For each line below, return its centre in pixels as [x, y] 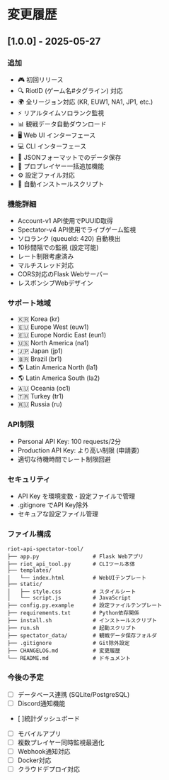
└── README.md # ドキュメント [69, 659]
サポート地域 [29, 303]
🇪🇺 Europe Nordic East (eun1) [62, 335]
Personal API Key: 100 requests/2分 [69, 441]
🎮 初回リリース [40, 80]
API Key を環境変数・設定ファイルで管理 [76, 496]
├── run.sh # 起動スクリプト [72, 628]
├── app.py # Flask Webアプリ [75, 557]
